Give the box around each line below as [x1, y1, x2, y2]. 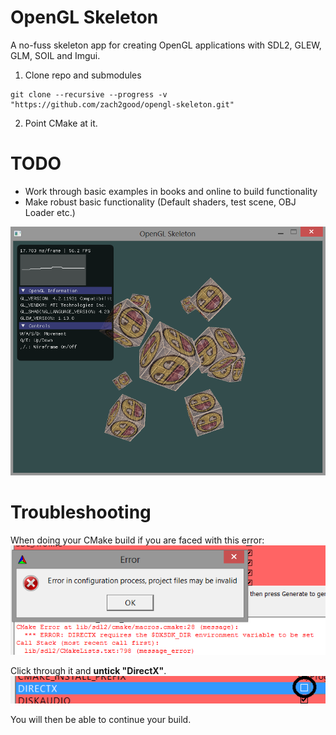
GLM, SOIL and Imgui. [10, 49, 101, 61]
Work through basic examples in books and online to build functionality [24, 185, 318, 197]
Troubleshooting [10, 501, 152, 524]
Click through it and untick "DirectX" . [10, 664, 167, 676]
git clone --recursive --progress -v [10, 89, 168, 100]
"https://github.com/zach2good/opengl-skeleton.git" [10, 99, 235, 110]
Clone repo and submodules [24, 69, 142, 81]
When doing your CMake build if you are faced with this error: [10, 534, 265, 546]
